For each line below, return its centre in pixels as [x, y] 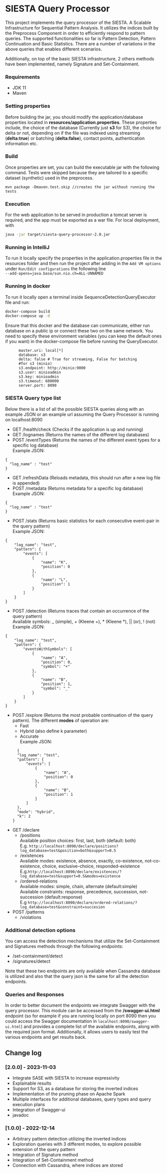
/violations [30, 917]
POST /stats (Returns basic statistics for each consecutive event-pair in [86, 521]
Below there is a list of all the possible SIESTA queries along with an [75, 409]
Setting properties [28, 106]
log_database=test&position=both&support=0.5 [68, 851]
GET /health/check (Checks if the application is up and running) [78, 429]
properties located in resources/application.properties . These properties [81, 122]
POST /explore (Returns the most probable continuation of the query [83, 715]
